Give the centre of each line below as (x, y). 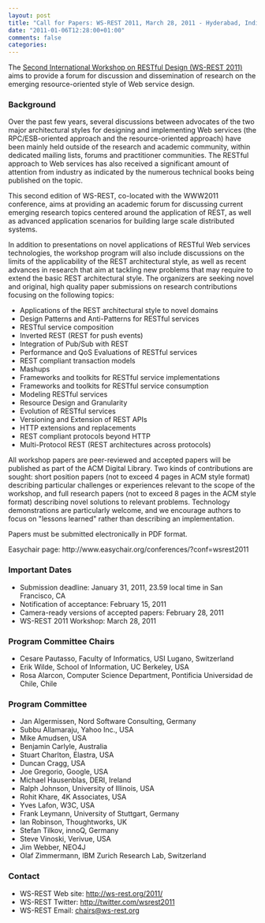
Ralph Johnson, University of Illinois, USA (87, 789)
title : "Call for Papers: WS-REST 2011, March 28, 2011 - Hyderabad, (125, 23)
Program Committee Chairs (62, 641)
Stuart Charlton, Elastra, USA (67, 755)
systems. (23, 229)
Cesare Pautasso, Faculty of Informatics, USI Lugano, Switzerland (127, 659)
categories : (28, 45)
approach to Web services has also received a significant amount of (119, 164)
